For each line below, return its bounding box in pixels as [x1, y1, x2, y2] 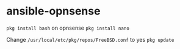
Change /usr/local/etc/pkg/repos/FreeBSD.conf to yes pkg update [6, 36, 175, 43]
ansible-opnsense [6, 4, 101, 18]
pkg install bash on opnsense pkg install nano [6, 24, 130, 31]
